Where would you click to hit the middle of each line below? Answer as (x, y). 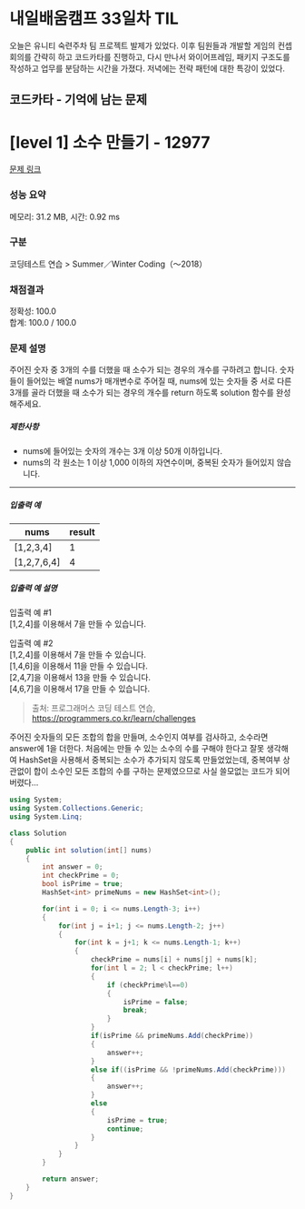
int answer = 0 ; (73, 867)
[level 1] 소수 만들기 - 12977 (110, 142)
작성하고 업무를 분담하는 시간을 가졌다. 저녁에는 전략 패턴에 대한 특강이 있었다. (148, 68)
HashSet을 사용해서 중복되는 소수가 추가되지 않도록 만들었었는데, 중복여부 (150, 760)
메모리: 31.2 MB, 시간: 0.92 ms (65, 217)
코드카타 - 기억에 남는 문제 (79, 100)
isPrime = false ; (156, 1002)
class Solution (38, 833)
